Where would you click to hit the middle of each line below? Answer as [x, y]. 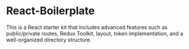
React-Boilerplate [51, 11]
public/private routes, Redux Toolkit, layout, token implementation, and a [95, 33]
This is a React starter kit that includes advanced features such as [87, 27]
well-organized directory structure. [49, 40]
